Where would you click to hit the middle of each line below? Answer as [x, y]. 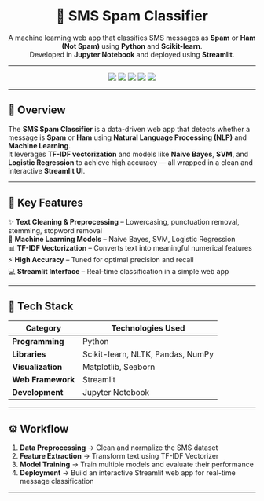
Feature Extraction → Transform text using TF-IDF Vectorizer [119, 456]
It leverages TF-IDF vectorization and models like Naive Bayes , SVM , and [128, 154]
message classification [57, 481]
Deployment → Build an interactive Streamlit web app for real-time [127, 473]
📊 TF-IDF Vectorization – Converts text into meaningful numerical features [130, 247]
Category [44, 328]
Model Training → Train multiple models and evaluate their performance [136, 464]
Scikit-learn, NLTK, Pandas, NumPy [148, 354]
